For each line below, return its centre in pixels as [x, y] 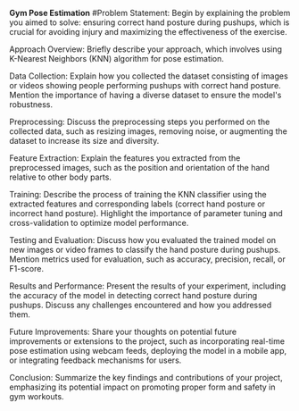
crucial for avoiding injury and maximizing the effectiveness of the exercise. [148, 32]
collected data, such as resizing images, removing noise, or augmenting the [148, 131]
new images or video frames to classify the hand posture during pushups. [145, 250]
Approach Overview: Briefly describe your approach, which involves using [146, 49]
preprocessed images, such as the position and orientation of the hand [140, 168]
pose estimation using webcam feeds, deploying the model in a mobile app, [148, 351]
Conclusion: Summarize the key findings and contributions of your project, [146, 377]
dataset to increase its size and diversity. [84, 141]
